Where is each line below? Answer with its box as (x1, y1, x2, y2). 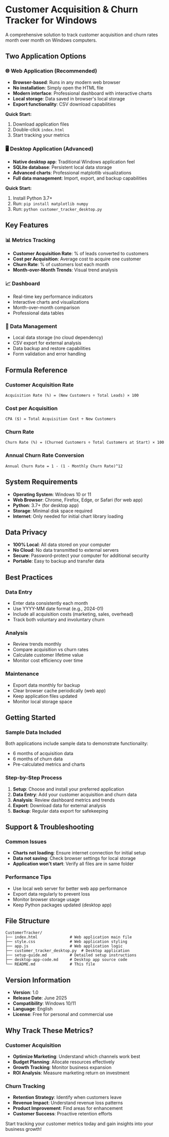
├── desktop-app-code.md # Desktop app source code (5, 957, 127, 963)
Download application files (12, 121, 69, 127)
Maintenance (5, 670, 40, 677)
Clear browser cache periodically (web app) (12, 687, 106, 693)
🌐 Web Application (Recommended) (5, 67, 98, 75)
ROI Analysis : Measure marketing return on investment (12, 1070, 130, 1076)
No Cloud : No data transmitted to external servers (12, 547, 119, 553)
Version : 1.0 (12, 989, 39, 995)
